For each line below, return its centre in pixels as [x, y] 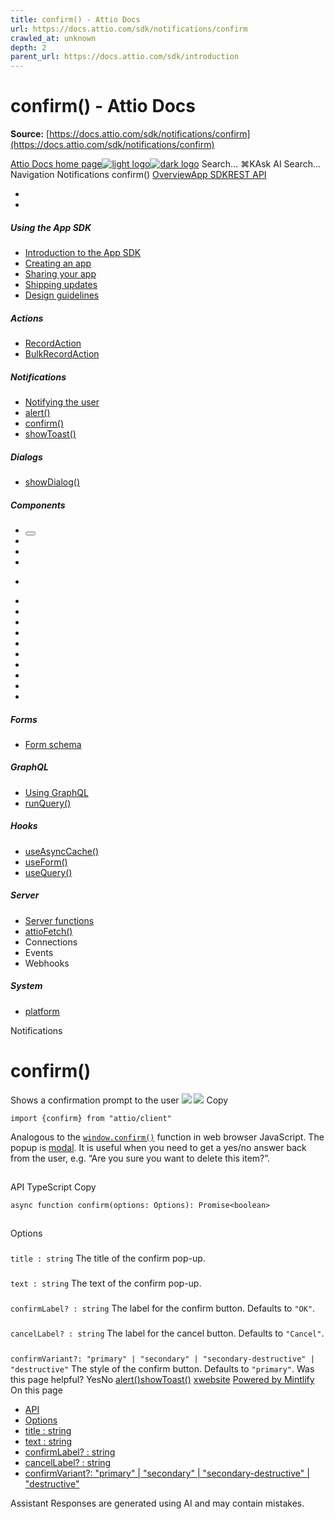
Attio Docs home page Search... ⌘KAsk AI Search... [166, 164]
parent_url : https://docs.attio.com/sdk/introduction [125, 57]
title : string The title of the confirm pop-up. [108, 1258]
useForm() [46, 862]
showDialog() [52, 482]
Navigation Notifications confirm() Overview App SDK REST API [138, 175]
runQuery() [48, 803]
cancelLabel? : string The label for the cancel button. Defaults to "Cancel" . [167, 1333]
